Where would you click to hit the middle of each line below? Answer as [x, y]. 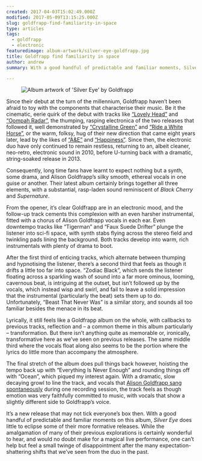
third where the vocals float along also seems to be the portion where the [97, 346]
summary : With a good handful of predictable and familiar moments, [94, 68]
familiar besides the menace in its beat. [55, 309]
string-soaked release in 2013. [44, 159]
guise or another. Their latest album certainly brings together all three [92, 183]
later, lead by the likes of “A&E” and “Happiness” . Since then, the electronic [99, 140]
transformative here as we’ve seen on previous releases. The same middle [98, 339]
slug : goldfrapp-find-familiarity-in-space [62, 23]
